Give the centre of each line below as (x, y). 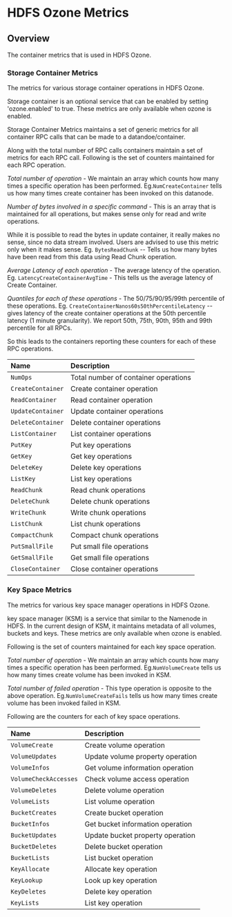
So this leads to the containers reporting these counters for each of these (112, 342)
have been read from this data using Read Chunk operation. (92, 257)
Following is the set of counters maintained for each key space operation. (112, 647)
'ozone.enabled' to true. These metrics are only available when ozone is (109, 109)
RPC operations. (30, 349)
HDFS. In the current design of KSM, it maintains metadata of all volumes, (112, 626)
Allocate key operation (121, 869)
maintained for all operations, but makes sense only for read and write (107, 214)
